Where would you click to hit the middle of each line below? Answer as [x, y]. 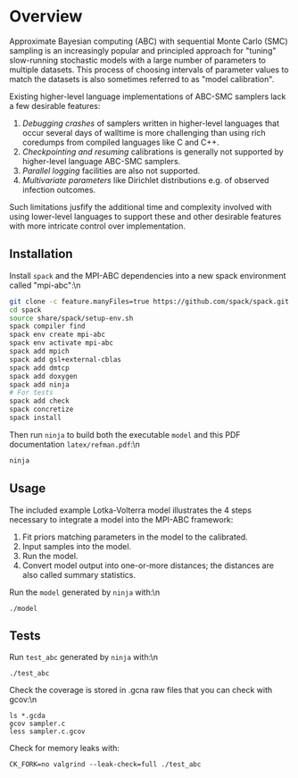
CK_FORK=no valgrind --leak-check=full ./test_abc [105, 765]
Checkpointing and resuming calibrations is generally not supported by [153, 151]
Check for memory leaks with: [65, 749]
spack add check [39, 401]
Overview [46, 17]
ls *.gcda [28, 716]
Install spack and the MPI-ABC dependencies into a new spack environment [148, 275]
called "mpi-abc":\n [45, 285]
